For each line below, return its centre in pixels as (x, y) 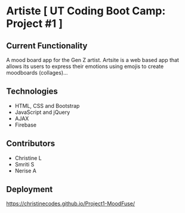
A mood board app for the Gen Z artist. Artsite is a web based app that (92, 60)
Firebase (26, 125)
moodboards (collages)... (37, 72)
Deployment (30, 189)
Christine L (28, 158)
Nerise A (26, 171)
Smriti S (24, 164)
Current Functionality (47, 46)
